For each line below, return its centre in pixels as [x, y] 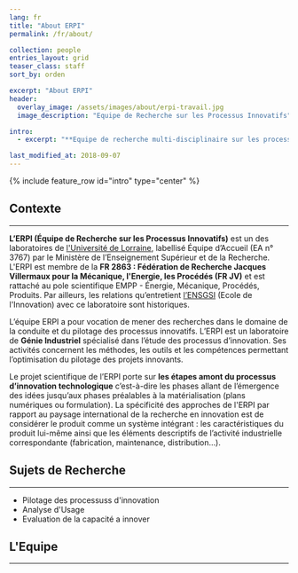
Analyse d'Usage [53, 509]
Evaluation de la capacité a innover [86, 519]
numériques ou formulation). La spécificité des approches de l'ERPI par [140, 404]
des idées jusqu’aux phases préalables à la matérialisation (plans [128, 395]
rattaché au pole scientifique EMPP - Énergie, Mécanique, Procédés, [134, 286]
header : [24, 98]
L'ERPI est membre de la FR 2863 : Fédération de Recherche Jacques [138, 266]
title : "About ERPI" [47, 26]
